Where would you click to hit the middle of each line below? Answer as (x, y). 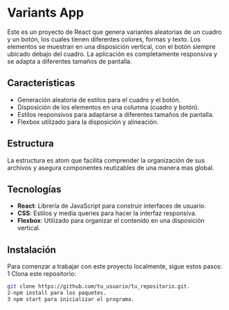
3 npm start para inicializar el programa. (71, 299)
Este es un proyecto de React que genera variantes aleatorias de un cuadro (115, 32)
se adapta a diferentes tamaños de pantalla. (70, 61)
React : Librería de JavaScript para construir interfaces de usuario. (111, 206)
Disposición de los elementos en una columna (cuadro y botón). (108, 107)
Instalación (32, 249)
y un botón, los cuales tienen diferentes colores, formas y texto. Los (104, 39)
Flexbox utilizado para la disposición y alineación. (88, 122)
